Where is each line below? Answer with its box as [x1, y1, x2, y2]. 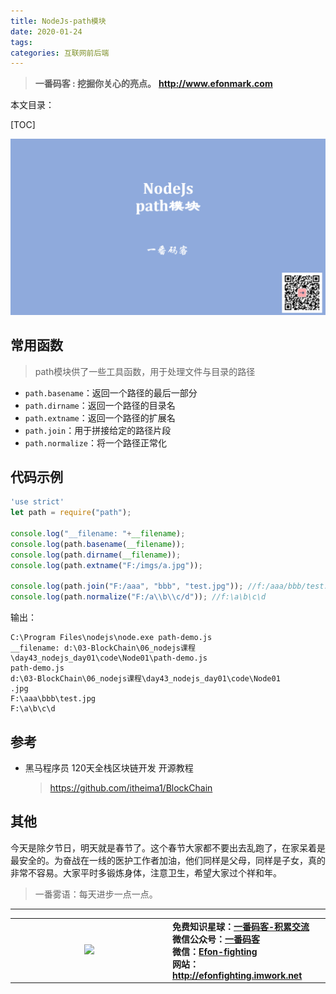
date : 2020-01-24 [10, 26, 83, 37]
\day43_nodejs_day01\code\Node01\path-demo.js [10, 653, 208, 664]
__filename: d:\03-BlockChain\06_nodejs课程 [10, 643, 196, 654]
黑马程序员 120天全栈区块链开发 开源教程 [24, 761, 194, 774]
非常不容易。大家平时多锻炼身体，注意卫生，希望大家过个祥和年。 [10, 866, 282, 879]
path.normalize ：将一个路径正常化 [24, 436, 168, 449]
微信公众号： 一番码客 [172, 933, 260, 945]
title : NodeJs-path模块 [10, 16, 107, 26]
